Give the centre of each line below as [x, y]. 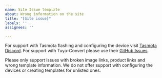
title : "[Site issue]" [28, 18]
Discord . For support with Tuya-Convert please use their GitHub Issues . [77, 51]
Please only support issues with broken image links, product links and [75, 60]
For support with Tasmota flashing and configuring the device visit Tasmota [81, 46]
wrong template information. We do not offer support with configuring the [79, 65]
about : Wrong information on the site [44, 14]
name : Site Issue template [32, 9]
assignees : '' [20, 28]
